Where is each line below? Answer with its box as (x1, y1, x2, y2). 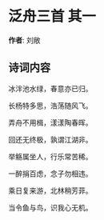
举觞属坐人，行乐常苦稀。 (8, 151, 93, 161)
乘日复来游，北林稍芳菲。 (8, 186, 93, 195)
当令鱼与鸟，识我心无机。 (8, 202, 93, 212)
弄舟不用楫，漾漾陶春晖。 (8, 118, 93, 127)
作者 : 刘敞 (8, 35, 41, 45)
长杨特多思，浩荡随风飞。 (8, 101, 93, 110)
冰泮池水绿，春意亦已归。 (8, 83, 93, 93)
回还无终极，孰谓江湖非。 (8, 134, 93, 144)
